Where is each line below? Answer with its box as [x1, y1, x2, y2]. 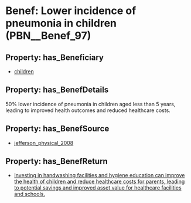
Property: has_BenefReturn [5, 157, 108, 167]
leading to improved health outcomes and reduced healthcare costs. [5, 107, 170, 114]
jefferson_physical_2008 [13, 139, 74, 146]
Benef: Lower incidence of [5, 4, 137, 18]
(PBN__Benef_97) [5, 29, 91, 42]
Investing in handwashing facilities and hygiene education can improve [13, 172, 185, 179]
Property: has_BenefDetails [5, 85, 109, 95]
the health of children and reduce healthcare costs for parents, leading [13, 178, 185, 185]
